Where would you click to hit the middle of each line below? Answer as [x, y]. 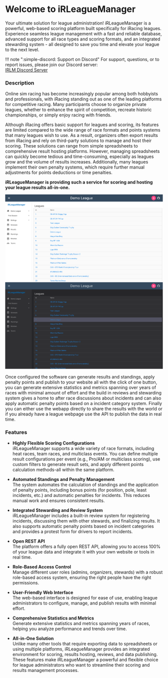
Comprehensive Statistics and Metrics [53, 618]
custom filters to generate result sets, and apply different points [78, 464]
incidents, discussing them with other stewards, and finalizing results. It [86, 521]
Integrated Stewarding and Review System [58, 510]
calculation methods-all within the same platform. [63, 470]
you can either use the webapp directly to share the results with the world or [84, 408]
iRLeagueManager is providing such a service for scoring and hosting [79, 182]
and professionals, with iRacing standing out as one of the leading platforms [83, 99]
